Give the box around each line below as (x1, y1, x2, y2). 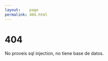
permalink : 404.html (4, 12, 48, 17)
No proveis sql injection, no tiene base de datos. (4, 50, 104, 56)
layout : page (4, 7, 38, 13)
